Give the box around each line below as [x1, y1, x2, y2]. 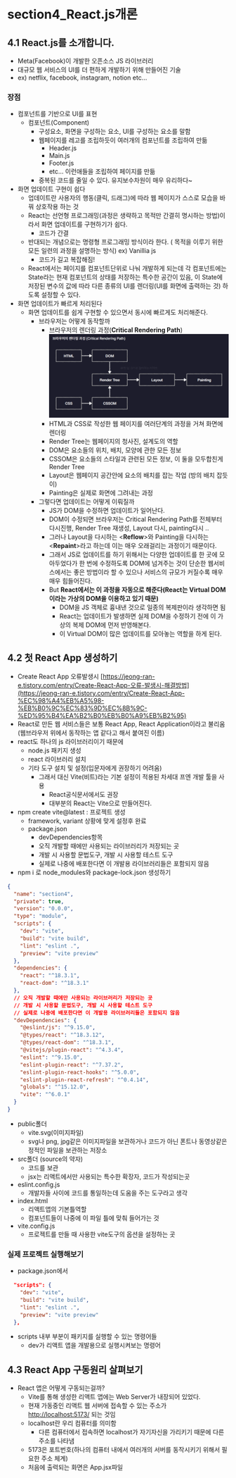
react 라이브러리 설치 [27, 754, 86, 763]
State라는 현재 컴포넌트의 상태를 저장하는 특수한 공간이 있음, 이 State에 [27, 273, 223, 282]
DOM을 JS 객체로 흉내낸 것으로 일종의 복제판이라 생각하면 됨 [59, 603, 226, 611]
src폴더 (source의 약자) [17, 1155, 83, 1163]
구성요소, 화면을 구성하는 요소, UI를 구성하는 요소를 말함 [38, 128, 191, 136]
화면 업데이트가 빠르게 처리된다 [17, 299, 103, 308]
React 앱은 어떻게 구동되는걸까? [17, 1384, 105, 1392]
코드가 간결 [38, 229, 69, 237]
